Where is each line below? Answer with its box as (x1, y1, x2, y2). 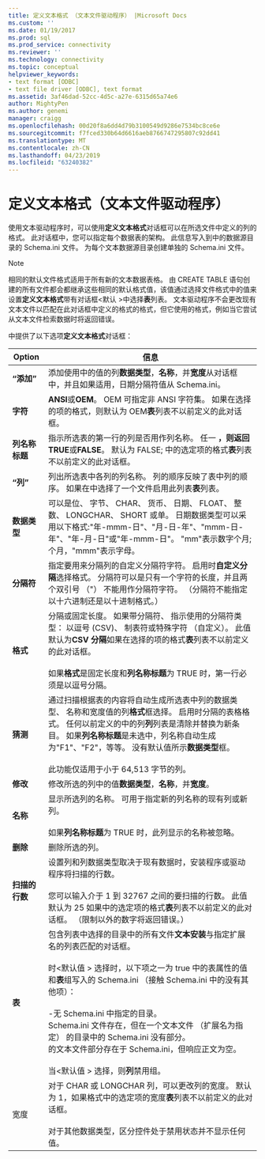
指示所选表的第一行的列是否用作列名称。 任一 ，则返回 (48, 433, 250, 444)
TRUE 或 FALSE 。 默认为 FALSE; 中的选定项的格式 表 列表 (48, 445, 252, 456)
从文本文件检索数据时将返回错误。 (8, 314, 119, 324)
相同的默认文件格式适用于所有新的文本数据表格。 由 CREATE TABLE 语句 (8, 275, 244, 285)
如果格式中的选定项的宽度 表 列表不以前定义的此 (70, 1093, 245, 1104)
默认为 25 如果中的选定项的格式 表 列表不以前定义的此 (48, 903, 244, 914)
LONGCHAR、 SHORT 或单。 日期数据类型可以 (65, 509, 239, 521)
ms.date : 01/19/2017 (8, 26, 77, 34)
